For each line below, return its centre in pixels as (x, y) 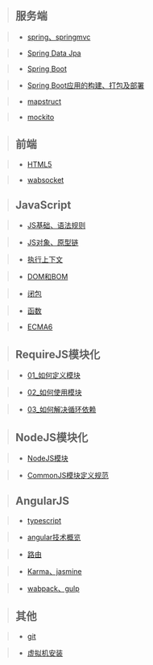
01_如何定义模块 (54, 375)
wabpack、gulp (53, 589)
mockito (41, 117)
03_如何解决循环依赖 (62, 410)
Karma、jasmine (54, 571)
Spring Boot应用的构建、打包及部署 (86, 85)
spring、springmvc (59, 37)
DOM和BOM (48, 277)
